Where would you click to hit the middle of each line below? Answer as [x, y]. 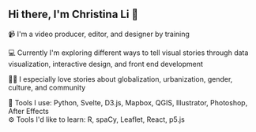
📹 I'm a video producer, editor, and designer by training [99, 34]
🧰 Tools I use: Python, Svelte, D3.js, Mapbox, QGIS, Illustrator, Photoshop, [128, 102]
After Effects [28, 111]
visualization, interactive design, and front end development [106, 64]
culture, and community [47, 87]
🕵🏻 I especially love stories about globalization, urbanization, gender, [120, 79]
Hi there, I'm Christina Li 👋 [73, 15]
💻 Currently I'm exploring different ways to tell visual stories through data [128, 53]
